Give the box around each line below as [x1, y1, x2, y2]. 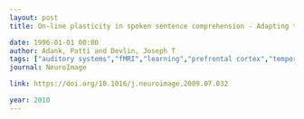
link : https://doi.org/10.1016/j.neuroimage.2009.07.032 [9, 79, 229, 88]
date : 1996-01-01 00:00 [9, 38, 100, 47]
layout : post [9, 13, 59, 23]
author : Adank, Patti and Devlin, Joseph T [9, 46, 176, 55]
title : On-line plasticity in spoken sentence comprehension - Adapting [9, 22, 290, 31]
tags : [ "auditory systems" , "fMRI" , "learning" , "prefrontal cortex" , [9, 55, 270, 64]
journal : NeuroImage [9, 63, 88, 72]
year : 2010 [9, 96, 51, 105]
